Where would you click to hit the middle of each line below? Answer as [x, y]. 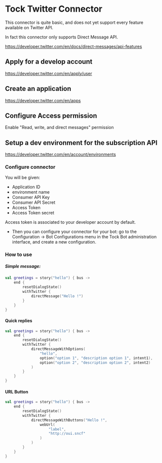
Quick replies [19, 321]
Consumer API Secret [34, 202]
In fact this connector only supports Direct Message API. [62, 37]
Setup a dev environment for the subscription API [81, 143]
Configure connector [30, 167]
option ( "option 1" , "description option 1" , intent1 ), [96, 358]
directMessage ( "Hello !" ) [57, 296]
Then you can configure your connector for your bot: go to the [74, 231]
